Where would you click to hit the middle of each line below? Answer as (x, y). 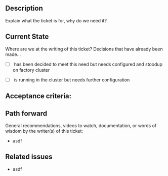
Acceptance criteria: (38, 96)
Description (24, 8)
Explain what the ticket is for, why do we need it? (56, 20)
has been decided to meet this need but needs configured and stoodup (88, 64)
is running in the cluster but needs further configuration (72, 80)
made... (13, 54)
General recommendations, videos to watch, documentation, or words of (81, 125)
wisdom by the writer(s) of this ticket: (44, 131)
